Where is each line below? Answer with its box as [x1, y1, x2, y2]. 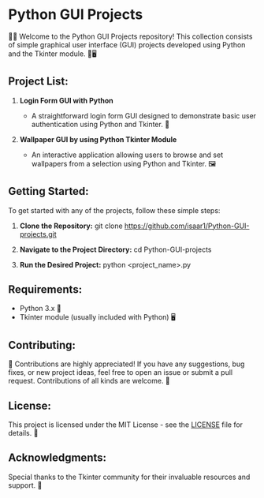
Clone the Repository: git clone [19, 221, 124, 230]
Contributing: [8, 338, 76, 352]
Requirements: [8, 283, 83, 296]
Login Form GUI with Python [19, 95, 114, 105]
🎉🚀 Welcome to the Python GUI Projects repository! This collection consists [8, 32, 253, 41]
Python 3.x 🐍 [19, 304, 61, 313]
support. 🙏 [8, 480, 43, 490]
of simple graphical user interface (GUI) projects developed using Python [8, 39, 246, 49]
